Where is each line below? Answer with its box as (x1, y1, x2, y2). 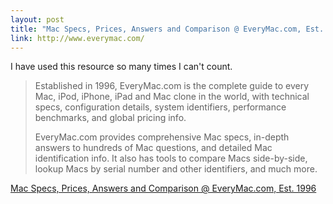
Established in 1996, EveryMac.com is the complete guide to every (34, 80, 310, 92)
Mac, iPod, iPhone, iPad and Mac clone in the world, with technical (34, 91, 310, 103)
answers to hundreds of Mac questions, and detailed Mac (34, 142, 273, 154)
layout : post (10, 14, 65, 25)
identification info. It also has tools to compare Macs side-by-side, (34, 152, 308, 165)
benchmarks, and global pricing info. (34, 112, 187, 124)
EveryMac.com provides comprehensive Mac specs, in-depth (34, 131, 290, 143)
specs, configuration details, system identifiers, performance (34, 101, 287, 113)
